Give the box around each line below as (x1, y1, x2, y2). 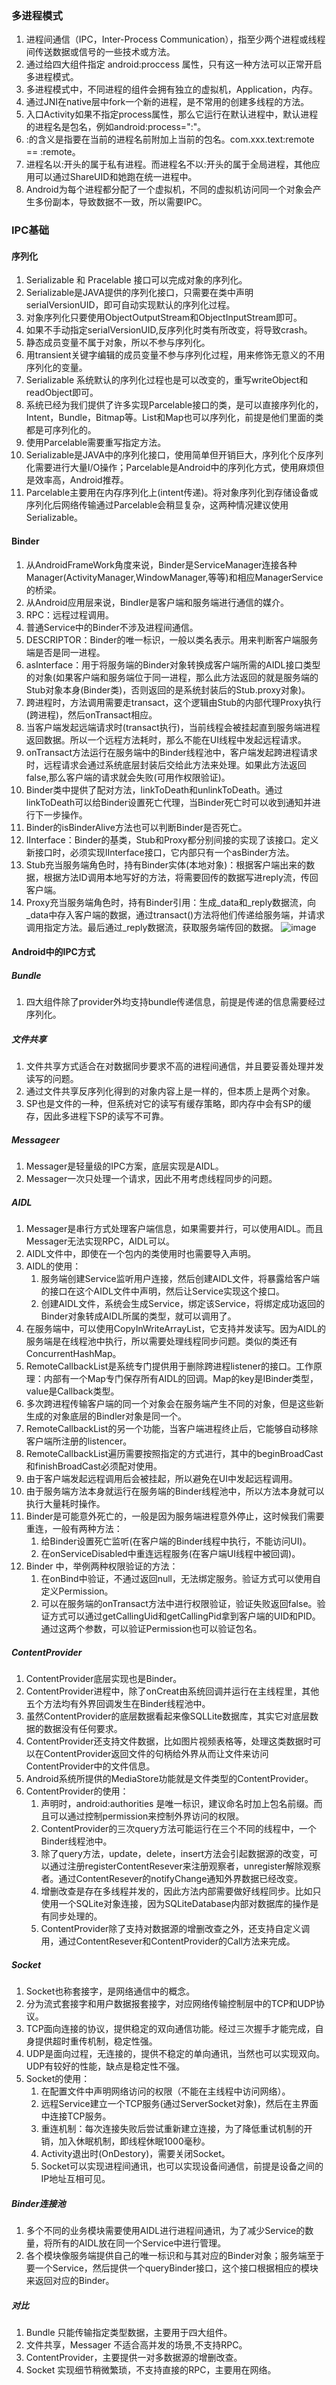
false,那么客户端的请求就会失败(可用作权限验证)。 (25, 771, 231, 783)
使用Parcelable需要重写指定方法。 (25, 437, 167, 449)
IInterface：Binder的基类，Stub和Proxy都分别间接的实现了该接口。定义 (25, 833, 319, 846)
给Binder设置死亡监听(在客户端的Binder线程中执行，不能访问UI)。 (40, 1535, 312, 1547)
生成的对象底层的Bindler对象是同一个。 (25, 1410, 188, 1422)
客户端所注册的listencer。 (25, 1435, 133, 1447)
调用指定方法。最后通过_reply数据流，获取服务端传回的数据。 (25, 921, 279, 933)
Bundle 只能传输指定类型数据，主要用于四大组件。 (25, 2326, 233, 2338)
